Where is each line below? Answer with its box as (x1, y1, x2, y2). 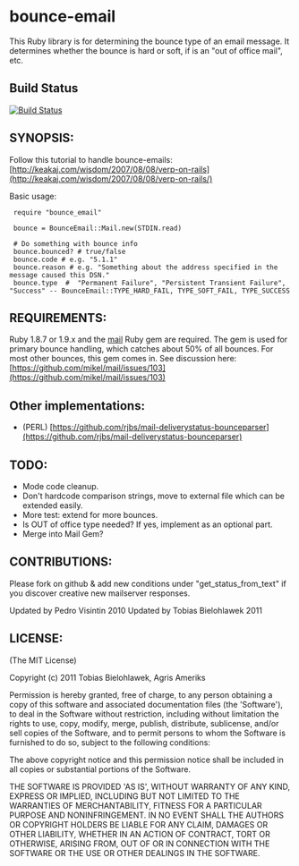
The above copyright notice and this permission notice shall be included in (9, 754, 284, 765)
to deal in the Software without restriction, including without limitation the (9, 709, 279, 719)
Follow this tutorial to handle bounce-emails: (9, 154, 173, 165)
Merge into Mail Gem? (21, 529, 105, 539)
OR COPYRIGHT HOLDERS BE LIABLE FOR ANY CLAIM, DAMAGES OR (9, 819, 269, 829)
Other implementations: (9, 398, 146, 413)
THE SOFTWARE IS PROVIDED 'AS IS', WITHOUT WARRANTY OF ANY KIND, (9, 781, 291, 792)
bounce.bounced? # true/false (13, 247, 126, 256)
